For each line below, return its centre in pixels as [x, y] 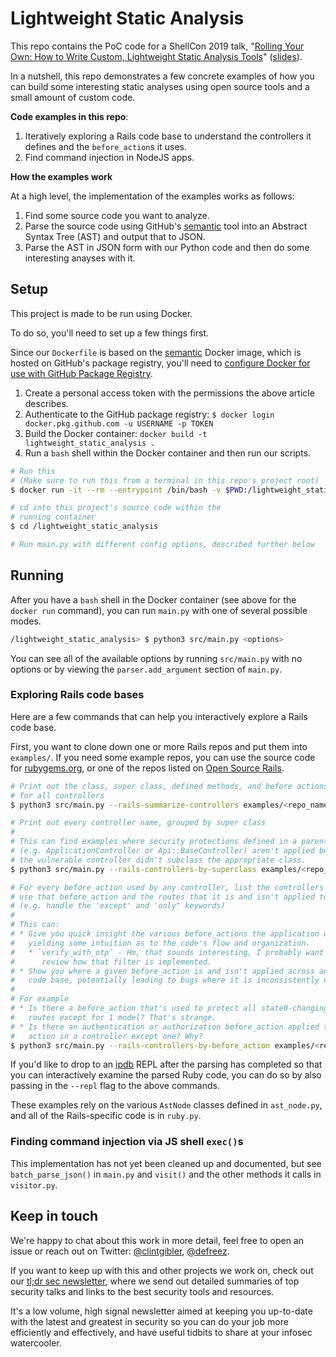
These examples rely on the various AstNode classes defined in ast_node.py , [166, 1105]
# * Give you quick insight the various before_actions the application [165, 934]
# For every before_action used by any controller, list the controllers [167, 887]
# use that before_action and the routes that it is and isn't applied [162, 897]
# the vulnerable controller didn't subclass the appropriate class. [158, 860]
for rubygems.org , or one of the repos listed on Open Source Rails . [147, 768]
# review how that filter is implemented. [111, 962]
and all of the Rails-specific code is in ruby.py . [106, 1116]
